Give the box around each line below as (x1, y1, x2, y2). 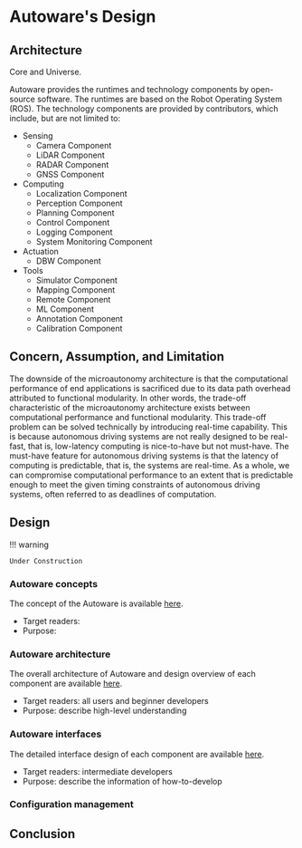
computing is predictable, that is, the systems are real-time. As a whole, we (9, 459, 290, 470)
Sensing (22, 130, 53, 141)
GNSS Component (35, 169, 105, 179)
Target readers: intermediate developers (22, 766, 174, 776)
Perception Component (35, 198, 124, 208)
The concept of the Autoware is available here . (9, 598, 184, 609)
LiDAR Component (35, 149, 106, 160)
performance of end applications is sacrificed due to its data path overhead (9, 382, 291, 393)
